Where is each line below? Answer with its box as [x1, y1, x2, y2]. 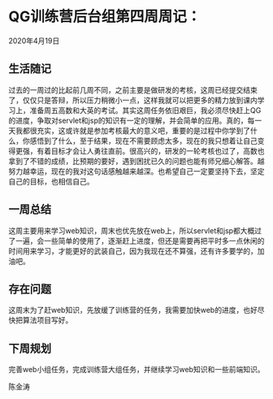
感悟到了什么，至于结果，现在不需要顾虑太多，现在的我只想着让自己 [29, 136, 258, 145]
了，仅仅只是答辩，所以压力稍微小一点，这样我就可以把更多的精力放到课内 [8, 95, 258, 105]
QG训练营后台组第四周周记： [8, 7, 201, 26]
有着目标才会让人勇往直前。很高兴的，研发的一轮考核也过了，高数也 [36, 145, 265, 155]
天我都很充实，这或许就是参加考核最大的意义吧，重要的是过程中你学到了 [8, 125, 250, 135]
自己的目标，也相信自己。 [8, 176, 94, 186]
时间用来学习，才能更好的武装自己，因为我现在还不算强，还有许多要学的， [8, 245, 258, 256]
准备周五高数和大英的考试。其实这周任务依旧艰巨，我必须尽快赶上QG [29, 105, 262, 115]
